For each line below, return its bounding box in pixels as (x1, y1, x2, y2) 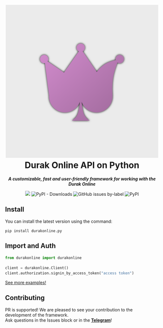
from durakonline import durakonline (5, 255, 82, 260)
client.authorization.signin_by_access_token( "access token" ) (5, 271, 134, 276)
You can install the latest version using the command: (5, 218, 113, 224)
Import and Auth (5, 242, 56, 250)
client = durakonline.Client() (5, 266, 69, 271)
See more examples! (5, 280, 46, 285)
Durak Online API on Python (24, 160, 140, 171)
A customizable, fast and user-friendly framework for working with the (8, 176, 156, 182)
